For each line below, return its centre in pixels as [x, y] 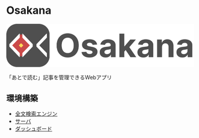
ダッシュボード [33, 128]
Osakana [29, 10]
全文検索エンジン [36, 113]
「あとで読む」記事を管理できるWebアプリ [59, 77]
